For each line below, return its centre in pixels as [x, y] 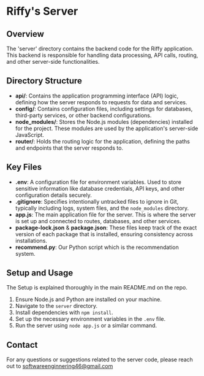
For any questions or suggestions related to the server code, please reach [100, 359]
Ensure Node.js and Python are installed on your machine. [89, 299]
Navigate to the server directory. [56, 306]
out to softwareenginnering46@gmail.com [60, 366]
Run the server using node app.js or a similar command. [86, 326]
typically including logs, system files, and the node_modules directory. [102, 208]
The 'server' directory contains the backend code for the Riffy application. [100, 48]
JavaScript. [30, 135]
